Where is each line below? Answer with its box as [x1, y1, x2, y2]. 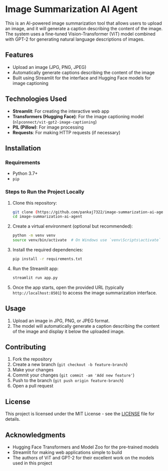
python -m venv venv [12, 233, 56, 238]
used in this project [12, 460, 53, 466]
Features [5, 51, 34, 59]
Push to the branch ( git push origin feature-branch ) [12, 378, 124, 384]
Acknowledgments [5, 431, 66, 439]
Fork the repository [12, 356, 53, 362]
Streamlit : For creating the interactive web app [12, 108, 109, 114]
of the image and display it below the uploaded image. [12, 328, 125, 334]
